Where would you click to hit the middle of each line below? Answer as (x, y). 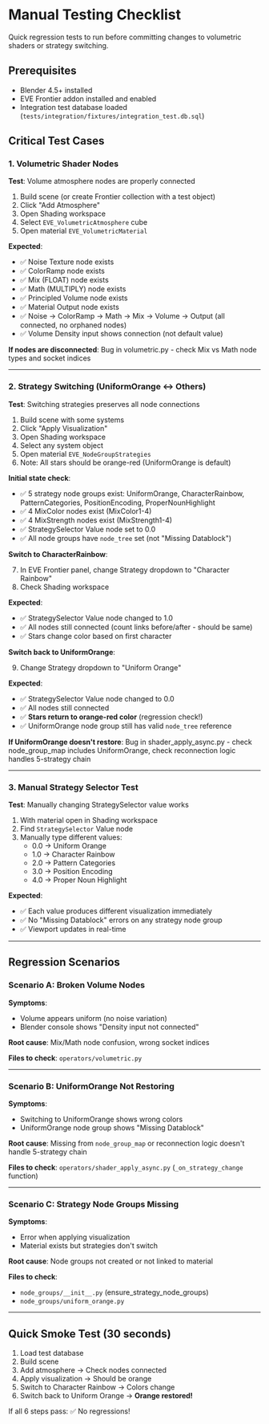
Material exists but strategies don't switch (89, 1246)
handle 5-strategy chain (48, 1152)
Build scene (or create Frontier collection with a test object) (118, 197)
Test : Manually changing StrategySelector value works (99, 805)
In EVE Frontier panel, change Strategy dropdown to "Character (124, 570)
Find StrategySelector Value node (76, 829)
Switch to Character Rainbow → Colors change (97, 1387)
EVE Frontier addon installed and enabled (88, 99)
